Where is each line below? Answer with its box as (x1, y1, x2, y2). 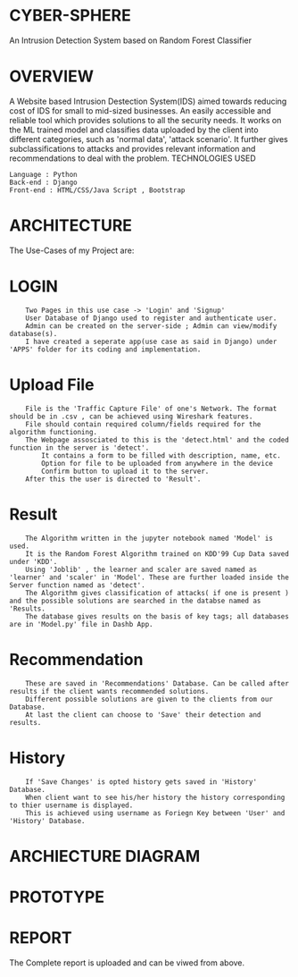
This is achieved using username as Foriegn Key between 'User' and (25, 808, 286, 818)
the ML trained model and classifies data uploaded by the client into (9, 124, 259, 135)
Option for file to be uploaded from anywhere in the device (41, 459, 274, 467)
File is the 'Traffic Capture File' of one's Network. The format (25, 404, 277, 413)
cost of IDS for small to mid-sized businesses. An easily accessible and (9, 105, 272, 116)
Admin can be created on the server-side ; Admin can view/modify (25, 321, 277, 331)
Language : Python (9, 170, 78, 179)
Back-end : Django (9, 178, 78, 187)
